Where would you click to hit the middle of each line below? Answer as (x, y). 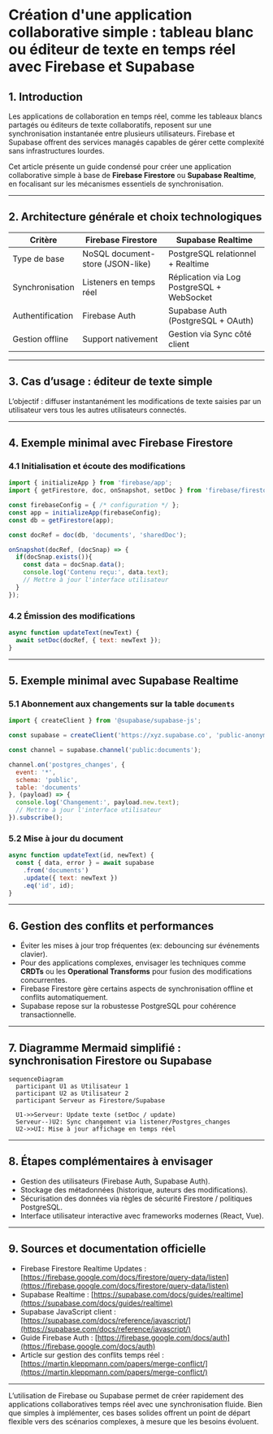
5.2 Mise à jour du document (66, 838)
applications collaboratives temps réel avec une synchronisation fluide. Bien (136, 1404)
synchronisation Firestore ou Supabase (110, 1060)
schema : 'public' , (47, 780)
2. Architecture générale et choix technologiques (135, 217)
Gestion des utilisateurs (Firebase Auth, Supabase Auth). (115, 1181)
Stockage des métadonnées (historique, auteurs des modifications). (134, 1189)
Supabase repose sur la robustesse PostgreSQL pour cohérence (128, 1006)
